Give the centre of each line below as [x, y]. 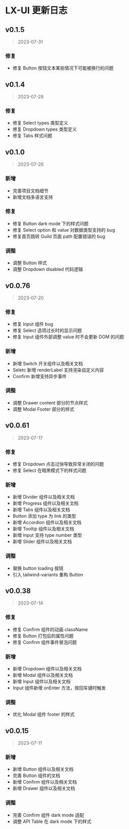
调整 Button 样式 [30, 263]
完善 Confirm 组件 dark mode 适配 [48, 815]
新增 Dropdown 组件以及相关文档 [47, 668]
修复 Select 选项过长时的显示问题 [47, 331]
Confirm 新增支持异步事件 [40, 376]
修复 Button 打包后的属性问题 [43, 636]
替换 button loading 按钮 [38, 568]
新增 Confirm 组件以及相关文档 [45, 782]
